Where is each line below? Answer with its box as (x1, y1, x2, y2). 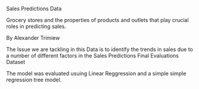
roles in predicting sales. (6, 23, 67, 30)
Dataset (6, 59, 26, 65)
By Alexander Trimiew (6, 34, 60, 41)
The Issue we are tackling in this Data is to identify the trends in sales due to (6, 46, 194, 53)
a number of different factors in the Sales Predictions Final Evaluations (6, 52, 179, 59)
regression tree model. (6, 77, 62, 83)
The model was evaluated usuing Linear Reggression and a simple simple (6, 70, 186, 77)
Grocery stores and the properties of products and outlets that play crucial (6, 17, 189, 23)
